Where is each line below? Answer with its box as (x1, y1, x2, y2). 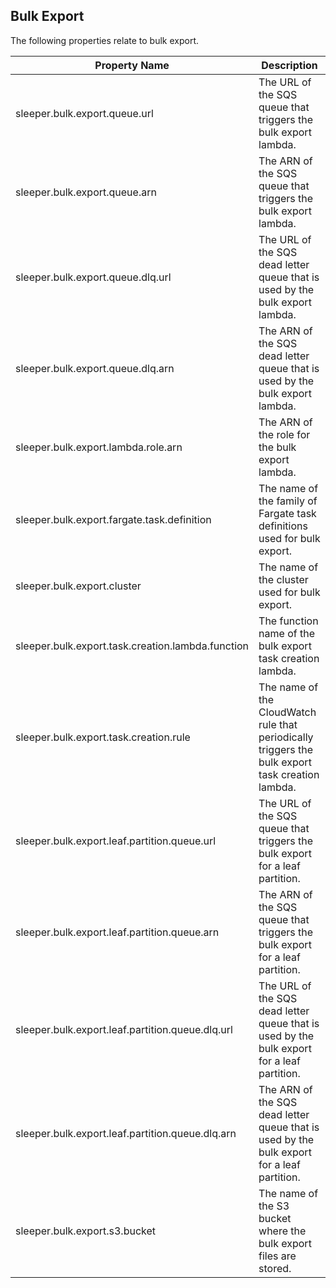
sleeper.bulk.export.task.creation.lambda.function (15, 639, 250, 653)
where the (258, 1224, 307, 1238)
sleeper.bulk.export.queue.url (15, 106, 154, 120)
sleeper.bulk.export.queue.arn (15, 185, 157, 199)
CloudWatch (258, 705, 317, 719)
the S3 (258, 1199, 290, 1213)
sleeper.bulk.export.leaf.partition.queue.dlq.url (15, 1022, 233, 1036)
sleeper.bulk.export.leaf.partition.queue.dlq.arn (15, 1126, 237, 1140)
